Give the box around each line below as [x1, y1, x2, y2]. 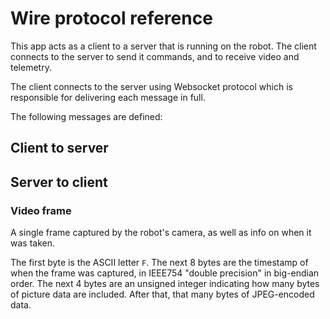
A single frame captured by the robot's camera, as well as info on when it [10, 227, 312, 239]
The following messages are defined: [10, 110, 163, 122]
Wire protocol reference [10, 7, 213, 30]
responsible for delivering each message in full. [10, 91, 206, 103]
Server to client [10, 173, 108, 191]
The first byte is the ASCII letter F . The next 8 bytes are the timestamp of [10, 257, 309, 269]
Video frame [10, 203, 72, 217]
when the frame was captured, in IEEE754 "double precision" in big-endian [10, 267, 320, 279]
